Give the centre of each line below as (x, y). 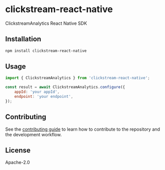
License (18, 151)
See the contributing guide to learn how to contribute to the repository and (83, 129)
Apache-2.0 (18, 162)
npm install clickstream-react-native (46, 51)
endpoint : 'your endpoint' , (44, 97)
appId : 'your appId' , (37, 92)
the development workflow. (34, 134)
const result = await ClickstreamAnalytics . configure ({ (65, 87)
